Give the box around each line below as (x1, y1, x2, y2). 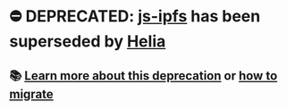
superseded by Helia (9, 31, 166, 52)
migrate (9, 86, 54, 102)
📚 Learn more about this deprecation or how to (9, 68, 278, 83)
